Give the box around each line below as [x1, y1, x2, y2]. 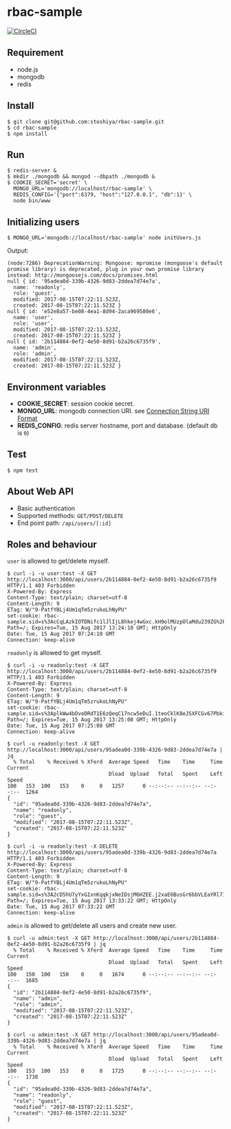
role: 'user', [13, 320, 54, 328]
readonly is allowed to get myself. [7, 649, 102, 657]
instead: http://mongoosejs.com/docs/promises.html [7, 272, 158, 279]
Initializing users [7, 216, 80, 228]
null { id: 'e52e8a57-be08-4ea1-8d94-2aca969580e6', [7, 308, 162, 315]
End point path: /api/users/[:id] [16, 519, 112, 527]
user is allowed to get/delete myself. [7, 557, 110, 566]
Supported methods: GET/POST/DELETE [16, 511, 124, 519]
